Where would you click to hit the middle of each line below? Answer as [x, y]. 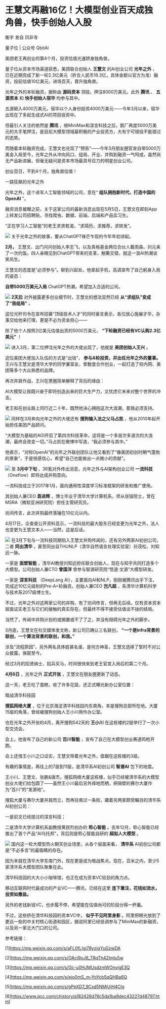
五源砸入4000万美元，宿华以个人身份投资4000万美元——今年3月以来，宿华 [82, 108]
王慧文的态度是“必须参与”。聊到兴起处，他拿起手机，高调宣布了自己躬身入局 [83, 270]
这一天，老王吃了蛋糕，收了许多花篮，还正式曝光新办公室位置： [70, 685]
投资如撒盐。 [18, 894]
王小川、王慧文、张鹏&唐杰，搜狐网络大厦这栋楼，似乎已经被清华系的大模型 [82, 777]
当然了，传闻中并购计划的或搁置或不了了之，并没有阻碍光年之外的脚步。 [79, 619]
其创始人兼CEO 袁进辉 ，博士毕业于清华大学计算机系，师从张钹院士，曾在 [80, 496]
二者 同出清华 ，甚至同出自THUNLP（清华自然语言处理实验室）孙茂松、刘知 [82, 546]
